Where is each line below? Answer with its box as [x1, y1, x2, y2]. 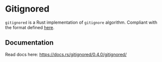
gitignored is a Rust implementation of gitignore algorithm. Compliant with [5, 19, 158, 25]
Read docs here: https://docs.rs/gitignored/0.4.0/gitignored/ [5, 51, 127, 57]
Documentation [5, 39, 54, 47]
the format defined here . [5, 24, 55, 30]
